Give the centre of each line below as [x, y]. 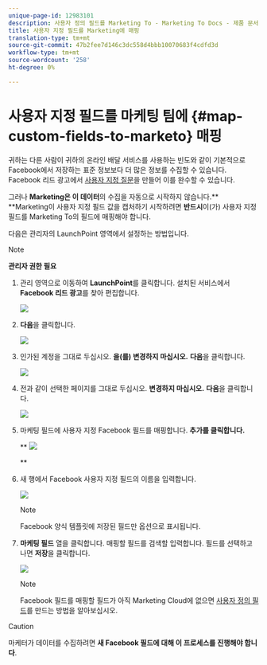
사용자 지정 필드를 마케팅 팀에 [98, 116]
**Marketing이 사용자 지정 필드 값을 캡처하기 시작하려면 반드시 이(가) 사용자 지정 [132, 206]
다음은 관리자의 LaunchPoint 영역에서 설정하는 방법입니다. [99, 233]
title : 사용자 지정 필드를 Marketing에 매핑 [74, 30]
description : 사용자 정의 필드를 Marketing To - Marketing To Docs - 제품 [126, 23]
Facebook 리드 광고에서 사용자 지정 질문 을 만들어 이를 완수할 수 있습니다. [122, 179]
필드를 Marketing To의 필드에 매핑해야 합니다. [79, 217]
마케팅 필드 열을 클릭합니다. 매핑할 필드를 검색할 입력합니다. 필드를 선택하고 [136, 543]
